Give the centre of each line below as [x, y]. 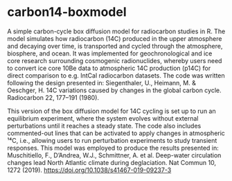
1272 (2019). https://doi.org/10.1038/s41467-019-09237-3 [89, 170]
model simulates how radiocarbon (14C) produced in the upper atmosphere [115, 38]
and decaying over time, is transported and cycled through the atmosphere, [115, 46]
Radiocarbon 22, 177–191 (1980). [53, 97]
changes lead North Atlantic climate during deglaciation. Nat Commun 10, [112, 162]
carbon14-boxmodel [67, 12]
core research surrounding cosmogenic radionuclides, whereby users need [115, 60]
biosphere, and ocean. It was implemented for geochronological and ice [110, 53]
